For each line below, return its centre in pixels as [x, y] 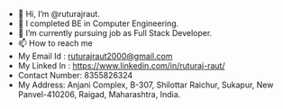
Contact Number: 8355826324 [75, 75]
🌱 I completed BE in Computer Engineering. [98, 23]
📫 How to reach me [55, 43]
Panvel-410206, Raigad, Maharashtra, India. [99, 94]
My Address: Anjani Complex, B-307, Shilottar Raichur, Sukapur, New [146, 85]
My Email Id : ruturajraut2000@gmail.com [95, 56]
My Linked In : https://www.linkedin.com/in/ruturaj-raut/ [121, 66]
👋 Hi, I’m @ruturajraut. [59, 14]
